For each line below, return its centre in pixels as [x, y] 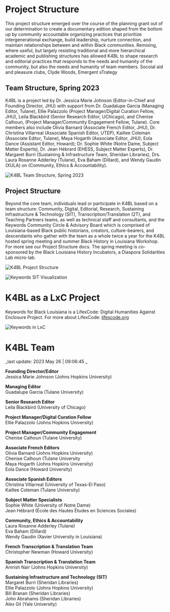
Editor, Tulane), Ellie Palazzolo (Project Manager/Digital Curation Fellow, [80, 111]
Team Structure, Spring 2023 [53, 88]
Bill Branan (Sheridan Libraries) [38, 593]
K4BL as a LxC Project [53, 297]
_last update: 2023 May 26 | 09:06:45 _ [46, 362]
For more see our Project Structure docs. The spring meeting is [71, 246]
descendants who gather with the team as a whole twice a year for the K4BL [85, 236]
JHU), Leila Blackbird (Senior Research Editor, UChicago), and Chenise [79, 116]
